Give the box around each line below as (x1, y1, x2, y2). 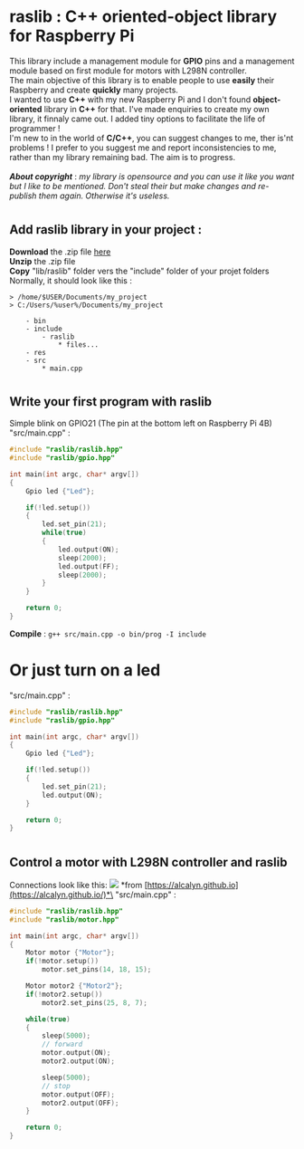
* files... (57, 340, 100, 349)
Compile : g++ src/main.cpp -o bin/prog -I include (9, 627, 206, 639)
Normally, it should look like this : (9, 274, 133, 286)
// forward (42, 1039, 83, 1049)
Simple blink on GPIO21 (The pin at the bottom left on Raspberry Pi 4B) (9, 418, 273, 429)
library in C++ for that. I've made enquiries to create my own (43, 103, 270, 114)
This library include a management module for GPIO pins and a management (9, 55, 295, 66)
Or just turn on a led (9, 660, 161, 681)
